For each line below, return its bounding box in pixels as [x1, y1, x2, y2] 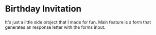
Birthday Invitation [5, 3, 82, 14]
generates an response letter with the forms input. [5, 24, 105, 30]
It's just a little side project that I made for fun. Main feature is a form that [5, 19, 151, 25]
